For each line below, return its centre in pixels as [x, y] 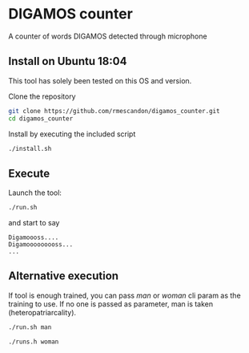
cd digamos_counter [41, 118]
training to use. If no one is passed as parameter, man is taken [111, 304]
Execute [29, 173]
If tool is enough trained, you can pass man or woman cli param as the [125, 295]
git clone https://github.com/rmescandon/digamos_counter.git [114, 111]
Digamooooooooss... [41, 245]
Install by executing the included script [72, 134]
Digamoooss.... [34, 237]
